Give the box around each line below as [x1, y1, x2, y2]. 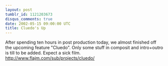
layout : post [5, 7, 33, 12]
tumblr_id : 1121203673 [5, 12, 53, 17]
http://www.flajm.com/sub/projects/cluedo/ [5, 55, 95, 61]
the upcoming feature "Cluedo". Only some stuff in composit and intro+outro [5, 45, 163, 51]
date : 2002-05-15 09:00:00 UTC [5, 21, 71, 26]
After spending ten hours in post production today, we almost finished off [5, 39, 156, 45]
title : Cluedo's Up [5, 26, 46, 31]
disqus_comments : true [5, 16, 53, 21]
